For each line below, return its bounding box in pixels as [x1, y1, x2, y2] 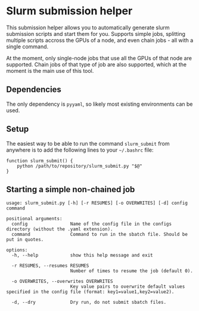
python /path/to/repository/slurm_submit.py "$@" [17, 163, 143, 169]
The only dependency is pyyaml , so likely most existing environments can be [6, 100, 193, 107]
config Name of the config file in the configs [11, 221, 172, 227]
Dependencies [6, 85, 61, 95]
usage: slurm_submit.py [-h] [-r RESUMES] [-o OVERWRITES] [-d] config [6, 200, 188, 207]
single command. [6, 43, 49, 50]
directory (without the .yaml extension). [6, 226, 113, 232]
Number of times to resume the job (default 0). [70, 268, 194, 274]
